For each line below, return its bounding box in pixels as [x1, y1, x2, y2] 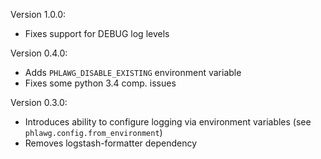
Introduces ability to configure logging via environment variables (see [24, 116, 312, 128]
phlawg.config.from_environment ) [24, 127, 163, 138]
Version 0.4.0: [10, 47, 68, 59]
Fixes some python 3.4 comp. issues [24, 77, 177, 89]
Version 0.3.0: [10, 97, 68, 108]
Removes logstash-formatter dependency [24, 137, 198, 149]
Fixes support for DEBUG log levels [24, 28, 170, 39]
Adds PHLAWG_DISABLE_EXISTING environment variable [24, 67, 242, 78]
